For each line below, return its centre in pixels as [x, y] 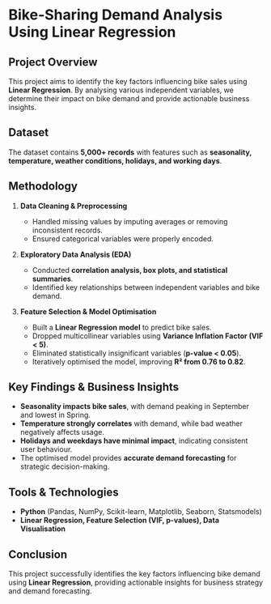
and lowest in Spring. [55, 415]
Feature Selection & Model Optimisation [88, 311]
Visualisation [43, 529]
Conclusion [38, 554]
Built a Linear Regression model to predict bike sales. [122, 327]
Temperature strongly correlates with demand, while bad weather [131, 423]
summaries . [53, 279]
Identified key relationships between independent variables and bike [146, 287]
